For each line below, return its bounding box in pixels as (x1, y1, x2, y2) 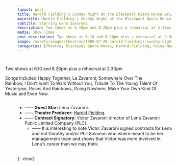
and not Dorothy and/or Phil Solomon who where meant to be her (31, 130, 164, 136)
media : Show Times (17, 30, 55, 35)
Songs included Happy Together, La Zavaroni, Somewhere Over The (5, 75, 143, 81)
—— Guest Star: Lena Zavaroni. (24, 104, 89, 110)
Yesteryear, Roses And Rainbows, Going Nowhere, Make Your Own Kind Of (5, 85, 157, 91)
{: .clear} (17, 155, 35, 162)
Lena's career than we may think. (31, 141, 100, 147)
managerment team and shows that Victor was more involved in (31, 136, 161, 142)
